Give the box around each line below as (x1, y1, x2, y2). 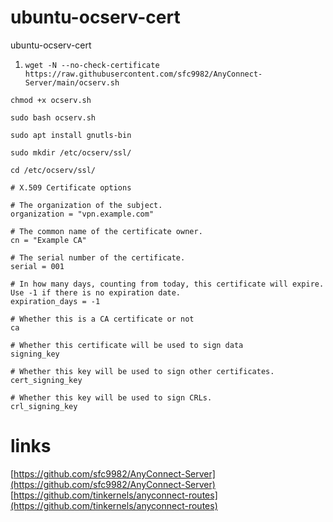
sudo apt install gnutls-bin (10, 130, 132, 140)
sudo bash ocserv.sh (10, 112, 97, 123)
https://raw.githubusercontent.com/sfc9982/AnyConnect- (24, 69, 263, 79)
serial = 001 (10, 261, 65, 271)
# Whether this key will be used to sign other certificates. (10, 366, 275, 376)
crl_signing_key (10, 401, 78, 411)
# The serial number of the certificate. (10, 252, 186, 263)
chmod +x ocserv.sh (10, 95, 92, 105)
